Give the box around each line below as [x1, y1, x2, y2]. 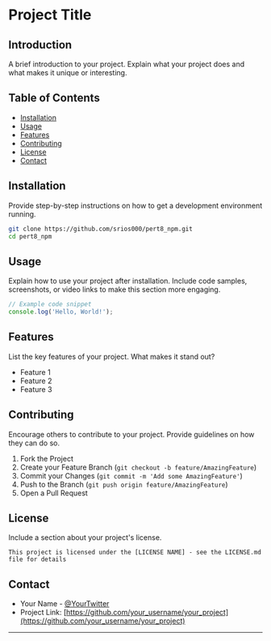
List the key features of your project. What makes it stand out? [8, 352, 215, 361]
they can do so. [8, 438, 60, 448]
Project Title [8, 6, 92, 24]
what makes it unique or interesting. [8, 68, 127, 78]
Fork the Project [19, 453, 74, 463]
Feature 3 [19, 384, 52, 394]
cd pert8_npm [8, 232, 52, 240]
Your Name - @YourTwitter [19, 599, 110, 609]
